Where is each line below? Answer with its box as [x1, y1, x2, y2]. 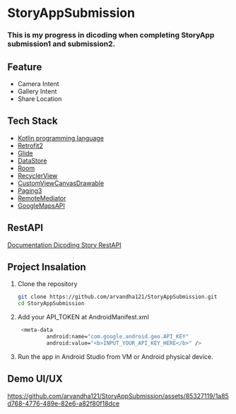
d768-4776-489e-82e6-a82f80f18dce [7, 399, 120, 408]
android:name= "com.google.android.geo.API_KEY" [46, 333, 189, 340]
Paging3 [17, 186, 42, 195]
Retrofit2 [17, 141, 44, 150]
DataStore [17, 156, 47, 165]
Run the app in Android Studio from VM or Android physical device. [17, 352, 213, 361]
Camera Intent [17, 79, 59, 88]
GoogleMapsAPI [17, 201, 65, 210]
